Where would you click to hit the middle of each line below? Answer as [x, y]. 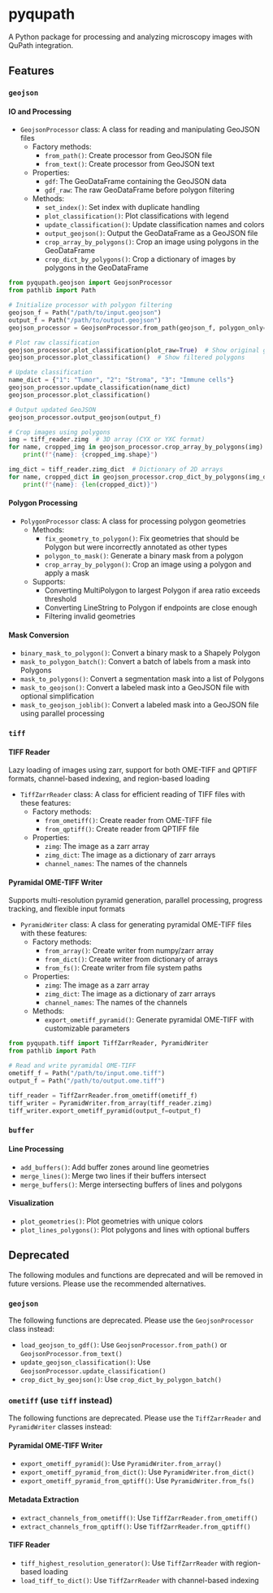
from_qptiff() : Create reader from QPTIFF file [122, 829]
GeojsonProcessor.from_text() [71, 1354]
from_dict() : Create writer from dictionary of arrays [131, 959]
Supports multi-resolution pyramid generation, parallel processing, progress [135, 900]
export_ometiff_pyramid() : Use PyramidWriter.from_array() [121, 1464]
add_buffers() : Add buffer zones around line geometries [115, 1167]
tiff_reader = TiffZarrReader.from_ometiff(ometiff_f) [103, 1096]
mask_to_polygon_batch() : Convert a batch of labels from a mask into [135, 662]
